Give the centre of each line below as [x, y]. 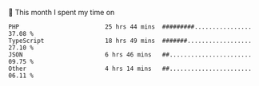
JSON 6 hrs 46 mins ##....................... [130, 55]
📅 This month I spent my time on [62, 12]
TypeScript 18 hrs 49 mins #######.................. [130, 41]
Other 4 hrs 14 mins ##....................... [130, 68]
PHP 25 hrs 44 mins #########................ [130, 27]
